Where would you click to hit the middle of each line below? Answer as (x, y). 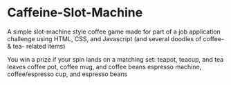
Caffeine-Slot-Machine (75, 13)
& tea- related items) (36, 46)
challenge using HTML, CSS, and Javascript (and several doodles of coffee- (116, 38)
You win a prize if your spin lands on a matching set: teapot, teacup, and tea (115, 59)
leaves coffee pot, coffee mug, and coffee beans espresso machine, (104, 66)
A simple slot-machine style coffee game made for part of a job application (114, 32)
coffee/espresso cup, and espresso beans (67, 74)
